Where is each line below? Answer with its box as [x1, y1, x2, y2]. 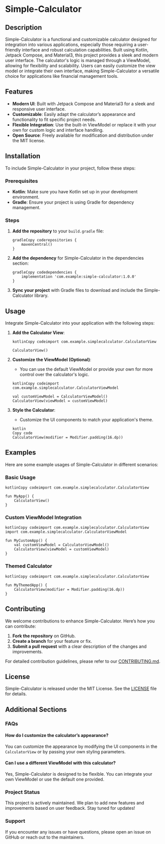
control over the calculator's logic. [19, 372, 89, 378]
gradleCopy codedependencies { [12, 270, 77, 275]
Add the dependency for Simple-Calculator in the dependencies [12, 255, 144, 261]
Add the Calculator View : [12, 330, 65, 336]
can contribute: [5, 623, 36, 629]
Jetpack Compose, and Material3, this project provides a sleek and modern [5, 52, 159, 58]
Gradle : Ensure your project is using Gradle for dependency [12, 199, 134, 205]
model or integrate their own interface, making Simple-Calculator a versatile [5, 68, 160, 74]
